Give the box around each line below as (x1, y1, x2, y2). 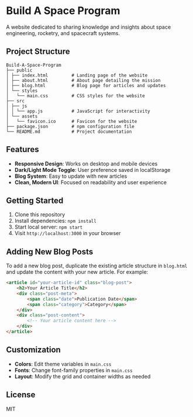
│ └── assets (6, 113, 38, 119)
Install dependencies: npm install (14, 218, 96, 225)
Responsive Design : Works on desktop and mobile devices (14, 160, 158, 167)
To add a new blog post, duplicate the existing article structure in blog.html (6, 262, 188, 270)
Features (6, 144, 39, 154)
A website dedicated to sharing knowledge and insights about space (6, 23, 171, 30)
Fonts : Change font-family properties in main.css (14, 367, 133, 374)
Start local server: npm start (14, 223, 83, 230)
